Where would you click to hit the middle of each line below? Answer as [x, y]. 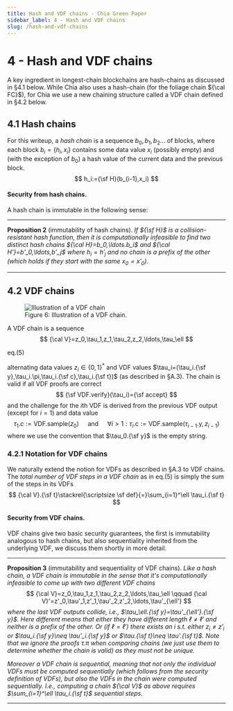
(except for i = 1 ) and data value [53, 413]
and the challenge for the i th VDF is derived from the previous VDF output [112, 405]
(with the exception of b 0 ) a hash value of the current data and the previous [115, 159]
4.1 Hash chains [42, 124]
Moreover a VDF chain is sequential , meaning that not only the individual [112, 664]
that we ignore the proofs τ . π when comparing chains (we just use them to [113, 643]
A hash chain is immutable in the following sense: [78, 209]
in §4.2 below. [27, 102]
